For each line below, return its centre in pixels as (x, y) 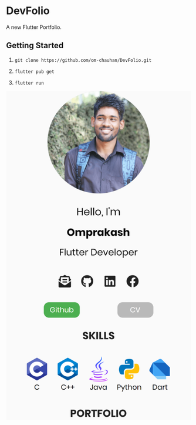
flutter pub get (34, 72)
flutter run (29, 83)
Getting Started (35, 46)
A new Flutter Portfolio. (34, 27)
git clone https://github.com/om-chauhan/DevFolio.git (83, 60)
